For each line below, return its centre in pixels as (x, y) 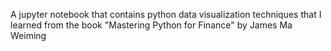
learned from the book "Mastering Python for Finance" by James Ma (151, 25)
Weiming (28, 35)
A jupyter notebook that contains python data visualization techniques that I (166, 14)
